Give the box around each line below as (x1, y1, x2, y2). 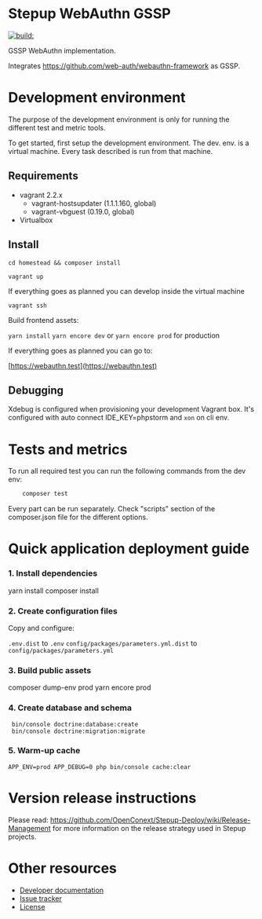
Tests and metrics (8, 441, 128, 458)
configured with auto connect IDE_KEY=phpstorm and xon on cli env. (8, 413, 230, 423)
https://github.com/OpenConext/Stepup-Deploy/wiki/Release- (49, 815, 251, 825)
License (19, 902, 45, 911)
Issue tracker (19, 893, 63, 903)
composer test (22, 490, 68, 498)
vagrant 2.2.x (19, 190, 63, 200)
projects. (8, 832, 37, 841)
